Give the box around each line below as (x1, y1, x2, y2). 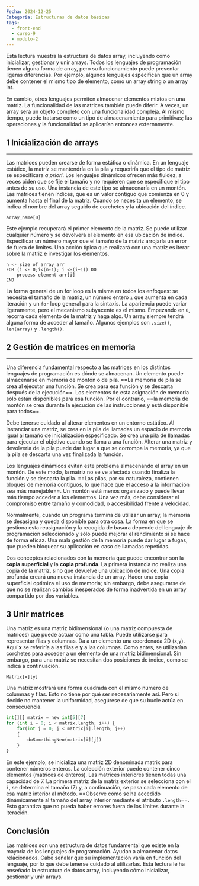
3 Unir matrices (6, 609, 65, 619)
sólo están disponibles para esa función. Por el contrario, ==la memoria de (6, 395, 188, 402)
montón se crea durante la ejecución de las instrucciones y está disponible (6, 401, 189, 409)
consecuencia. (6, 703, 43, 711)
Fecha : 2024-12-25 (6, 8, 52, 15)
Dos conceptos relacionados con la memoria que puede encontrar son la (6, 554, 184, 561)
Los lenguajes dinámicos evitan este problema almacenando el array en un (6, 462, 189, 469)
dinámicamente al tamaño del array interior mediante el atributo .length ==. (6, 796, 190, 803)
